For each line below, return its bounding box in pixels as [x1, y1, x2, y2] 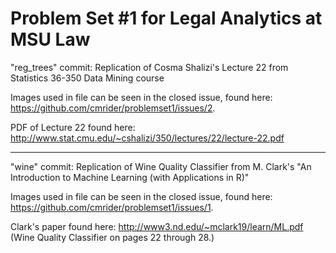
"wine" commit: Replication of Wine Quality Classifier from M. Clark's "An [10, 160, 312, 172]
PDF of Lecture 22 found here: [10, 121, 136, 133]
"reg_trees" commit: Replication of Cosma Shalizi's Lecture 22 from [10, 61, 289, 73]
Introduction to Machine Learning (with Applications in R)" [10, 171, 250, 183]
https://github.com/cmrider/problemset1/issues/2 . [10, 102, 216, 114]
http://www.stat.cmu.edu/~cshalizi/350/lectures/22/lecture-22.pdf [10, 132, 285, 144]
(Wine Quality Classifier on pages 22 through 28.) [10, 231, 215, 243]
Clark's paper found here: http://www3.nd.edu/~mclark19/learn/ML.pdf [10, 220, 304, 232]
